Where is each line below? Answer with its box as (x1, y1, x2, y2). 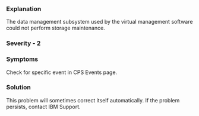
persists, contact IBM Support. (6, 103, 81, 110)
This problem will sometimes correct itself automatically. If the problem (6, 96, 180, 104)
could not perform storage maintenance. (6, 24, 105, 31)
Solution (6, 83, 31, 92)
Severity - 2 (6, 39, 41, 47)
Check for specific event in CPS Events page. (6, 69, 118, 76)
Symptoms (6, 55, 39, 63)
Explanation (6, 5, 42, 13)
